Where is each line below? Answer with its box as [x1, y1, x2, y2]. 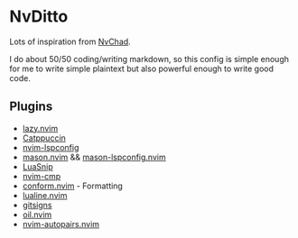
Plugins [9, 99, 53, 114]
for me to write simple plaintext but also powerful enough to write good [9, 63, 274, 74]
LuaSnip [22, 160, 54, 172]
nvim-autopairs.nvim [22, 218, 100, 229]
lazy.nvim [22, 123, 59, 133]
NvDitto [9, 6, 69, 27]
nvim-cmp [22, 170, 61, 181]
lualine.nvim [22, 189, 68, 200]
